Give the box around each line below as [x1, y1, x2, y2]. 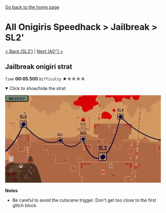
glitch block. [12, 203, 38, 209]
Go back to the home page [5, 4, 60, 10]
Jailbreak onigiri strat [5, 63, 73, 71]
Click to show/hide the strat [9, 85, 66, 91]
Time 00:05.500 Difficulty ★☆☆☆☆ [5, 76, 85, 82]
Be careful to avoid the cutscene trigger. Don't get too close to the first [12, 197, 157, 203]
